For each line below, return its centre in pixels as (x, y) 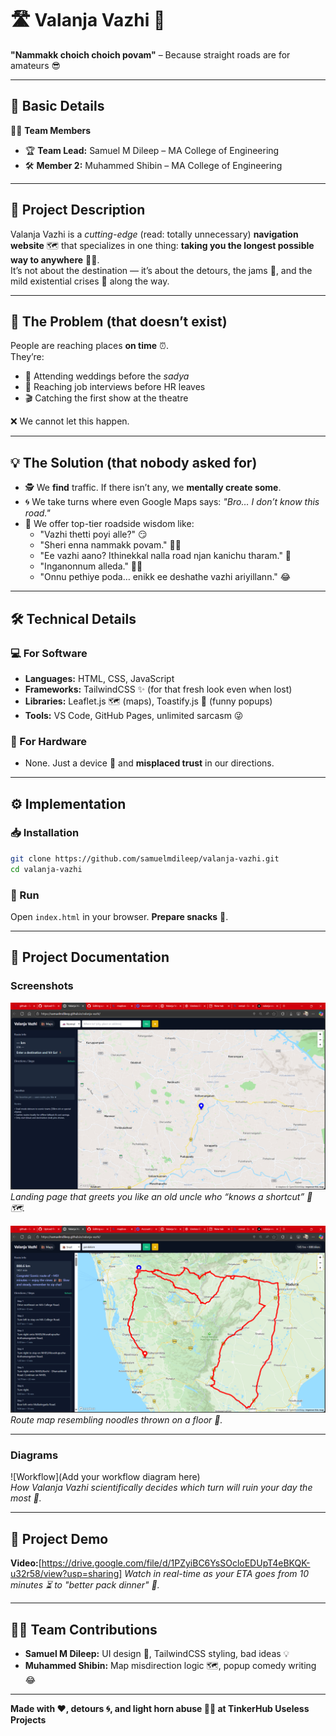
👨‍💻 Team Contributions (84, 1629)
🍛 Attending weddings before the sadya (107, 376)
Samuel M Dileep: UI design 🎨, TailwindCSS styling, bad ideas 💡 (157, 1654)
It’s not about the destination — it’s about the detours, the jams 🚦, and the (161, 270)
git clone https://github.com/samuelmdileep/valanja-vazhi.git (145, 858)
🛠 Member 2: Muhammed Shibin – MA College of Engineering (153, 165)
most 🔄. (26, 1498)
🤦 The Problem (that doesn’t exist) (119, 321)
